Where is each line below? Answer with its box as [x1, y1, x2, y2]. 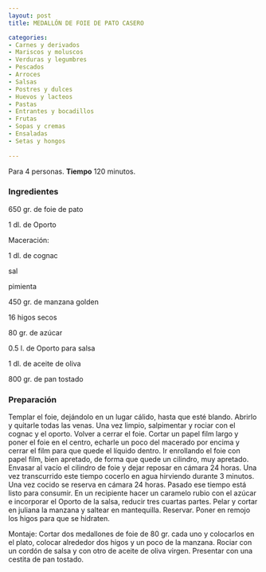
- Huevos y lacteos [8, 92, 73, 100]
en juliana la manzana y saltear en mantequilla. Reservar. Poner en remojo [8, 505, 251, 515]
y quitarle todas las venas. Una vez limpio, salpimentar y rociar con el [8, 421, 236, 430]
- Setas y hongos [8, 137, 66, 145]
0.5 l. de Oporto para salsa [8, 343, 96, 353]
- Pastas [8, 100, 37, 108]
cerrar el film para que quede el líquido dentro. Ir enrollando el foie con [8, 446, 241, 456]
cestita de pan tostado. [8, 554, 84, 564]
